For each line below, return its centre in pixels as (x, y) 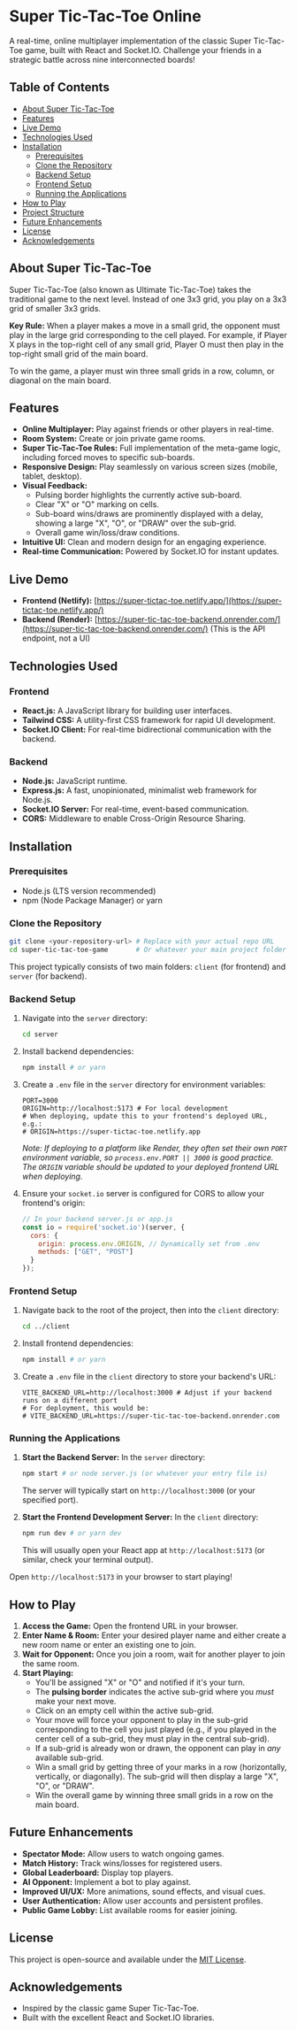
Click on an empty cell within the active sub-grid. (124, 1711)
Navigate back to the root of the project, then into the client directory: (151, 1311)
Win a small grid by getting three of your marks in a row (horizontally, (161, 1766)
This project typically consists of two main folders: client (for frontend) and (147, 966)
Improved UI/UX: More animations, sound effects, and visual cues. (144, 1891)
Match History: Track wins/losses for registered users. (122, 1863)
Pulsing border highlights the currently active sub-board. (138, 495)
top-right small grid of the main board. (79, 354)
